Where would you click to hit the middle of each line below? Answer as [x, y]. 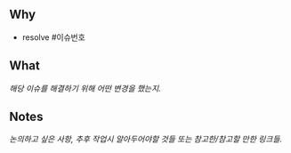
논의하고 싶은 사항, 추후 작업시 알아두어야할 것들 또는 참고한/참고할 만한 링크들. [146, 139]
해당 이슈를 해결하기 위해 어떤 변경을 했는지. [85, 88]
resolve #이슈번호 [54, 37]
